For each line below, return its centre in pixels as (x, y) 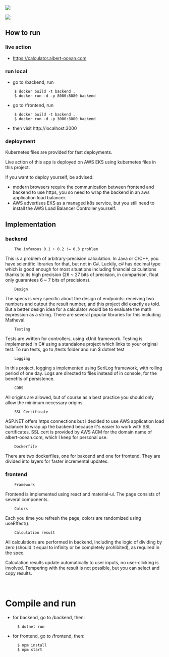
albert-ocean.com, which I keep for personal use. (57, 437)
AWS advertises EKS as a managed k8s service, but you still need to (83, 203)
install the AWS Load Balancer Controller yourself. (64, 208)
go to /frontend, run (33, 105)
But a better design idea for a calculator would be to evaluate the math (78, 309)
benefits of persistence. (30, 378)
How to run (23, 33)
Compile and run (41, 604)
